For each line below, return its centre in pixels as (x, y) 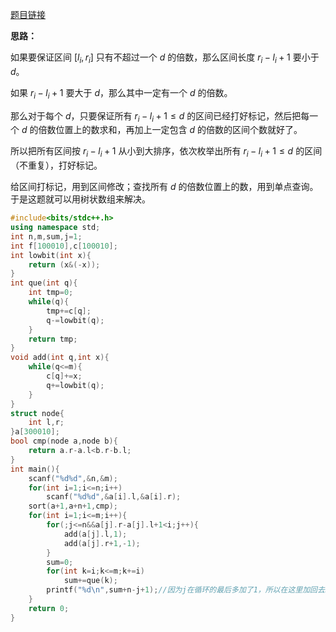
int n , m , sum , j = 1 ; (46, 236)
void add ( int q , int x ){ (60, 358)
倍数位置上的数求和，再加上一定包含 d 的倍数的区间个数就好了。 (170, 130)
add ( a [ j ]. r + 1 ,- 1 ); (102, 543)
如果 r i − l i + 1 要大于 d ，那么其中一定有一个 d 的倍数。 (121, 93)
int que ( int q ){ (44, 283)
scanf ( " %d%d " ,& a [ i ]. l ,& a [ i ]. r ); (114, 497)
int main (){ (35, 469)
